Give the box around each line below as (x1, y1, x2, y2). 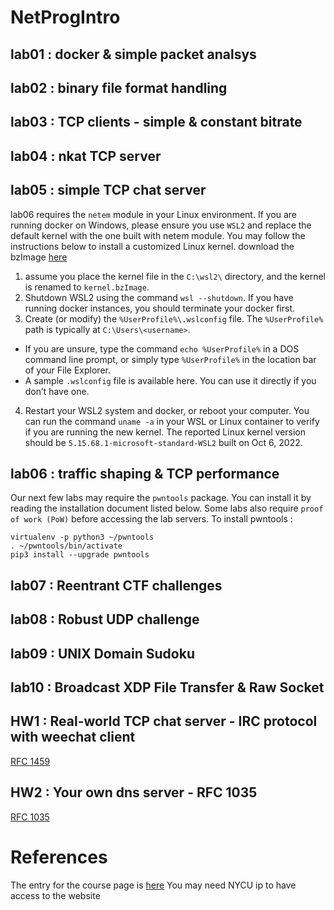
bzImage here (10, 251, 68, 263)
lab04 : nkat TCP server (10, 147, 162, 165)
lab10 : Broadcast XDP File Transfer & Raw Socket (10, 679, 325, 696)
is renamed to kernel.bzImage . (24, 281, 150, 293)
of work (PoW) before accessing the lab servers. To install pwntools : (10, 513, 293, 525)
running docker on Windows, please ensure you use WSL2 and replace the (10, 219, 312, 231)
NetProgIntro (10, 6, 121, 29)
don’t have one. (24, 385, 90, 397)
